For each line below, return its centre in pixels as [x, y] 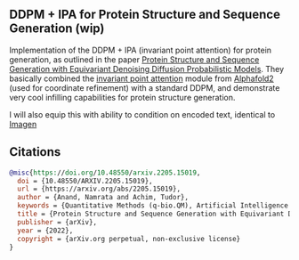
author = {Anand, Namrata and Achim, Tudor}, [103, 198]
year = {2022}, [45, 231]
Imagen [23, 124]
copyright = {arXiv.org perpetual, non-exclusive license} [129, 239]
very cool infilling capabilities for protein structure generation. [122, 97]
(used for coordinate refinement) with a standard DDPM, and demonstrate [145, 87]
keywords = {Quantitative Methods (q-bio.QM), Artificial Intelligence [153, 206]
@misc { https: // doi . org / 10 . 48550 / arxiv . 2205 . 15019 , [105, 173]
